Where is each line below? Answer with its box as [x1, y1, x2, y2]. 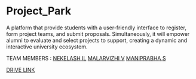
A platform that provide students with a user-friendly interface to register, [6, 24, 187, 31]
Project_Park [6, 4, 72, 18]
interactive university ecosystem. [6, 43, 88, 50]
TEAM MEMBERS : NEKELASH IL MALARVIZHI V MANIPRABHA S [6, 54, 166, 62]
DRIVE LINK [6, 66, 35, 73]
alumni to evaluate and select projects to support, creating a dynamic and [6, 37, 188, 44]
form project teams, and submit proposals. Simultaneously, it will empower [6, 30, 190, 37]
